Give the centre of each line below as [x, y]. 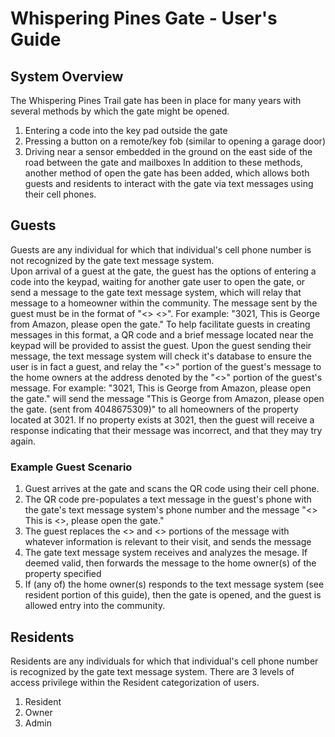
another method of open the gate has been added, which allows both [167, 173]
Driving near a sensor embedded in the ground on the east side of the [168, 151]
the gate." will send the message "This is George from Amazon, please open [167, 398]
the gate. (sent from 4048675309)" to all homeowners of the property [154, 409]
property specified [63, 574]
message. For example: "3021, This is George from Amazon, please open [161, 388]
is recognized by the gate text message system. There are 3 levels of [152, 671]
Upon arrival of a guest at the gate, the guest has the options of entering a [163, 271]
